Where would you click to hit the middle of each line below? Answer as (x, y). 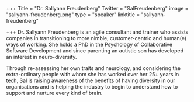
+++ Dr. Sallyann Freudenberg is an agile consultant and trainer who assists (97, 32)
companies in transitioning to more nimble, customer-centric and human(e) (96, 38)
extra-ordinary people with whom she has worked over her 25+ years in (93, 74)
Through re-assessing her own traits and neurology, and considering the (93, 68)
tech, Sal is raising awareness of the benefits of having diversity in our (91, 80)
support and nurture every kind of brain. (54, 93)
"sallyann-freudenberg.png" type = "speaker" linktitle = (73, 15)
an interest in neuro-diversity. (41, 57)
